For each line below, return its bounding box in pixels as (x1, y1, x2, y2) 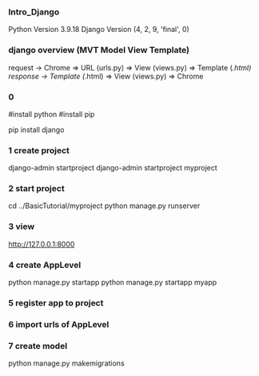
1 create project (8, 145, 70, 156)
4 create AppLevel (8, 259, 82, 270)
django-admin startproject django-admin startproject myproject (8, 163, 217, 173)
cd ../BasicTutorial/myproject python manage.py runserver (8, 201, 201, 210)
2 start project (8, 183, 66, 194)
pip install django (8, 125, 65, 134)
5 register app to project (8, 298, 104, 308)
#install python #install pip (8, 109, 95, 118)
